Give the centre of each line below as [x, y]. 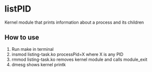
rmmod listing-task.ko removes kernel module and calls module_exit [79, 59]
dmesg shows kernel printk [38, 64]
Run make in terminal [32, 49]
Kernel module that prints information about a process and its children [74, 22]
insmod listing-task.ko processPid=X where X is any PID [68, 54]
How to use [22, 37]
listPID [18, 9]
